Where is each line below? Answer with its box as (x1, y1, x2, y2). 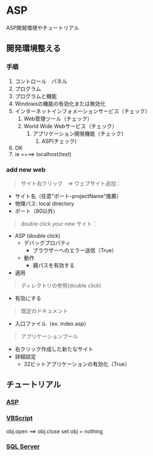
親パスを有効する (32, 262, 75, 269)
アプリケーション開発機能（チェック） (32, 130, 127, 137)
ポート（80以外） (14, 207, 58, 214)
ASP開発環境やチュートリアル (6, 24, 79, 31)
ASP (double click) (14, 232, 61, 239)
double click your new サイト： (20, 220, 98, 227)
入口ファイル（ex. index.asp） (14, 320, 89, 327)
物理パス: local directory (14, 200, 74, 207)
